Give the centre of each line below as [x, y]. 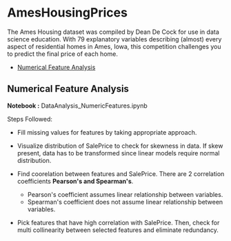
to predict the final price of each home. [63, 54]
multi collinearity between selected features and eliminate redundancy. [118, 230]
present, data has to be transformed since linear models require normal [118, 153]
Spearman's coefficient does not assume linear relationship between [125, 202]
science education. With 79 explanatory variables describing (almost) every [114, 39]
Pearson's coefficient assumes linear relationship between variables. [125, 194]
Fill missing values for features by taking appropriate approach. [107, 132]
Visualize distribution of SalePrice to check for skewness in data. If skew [120, 146]
